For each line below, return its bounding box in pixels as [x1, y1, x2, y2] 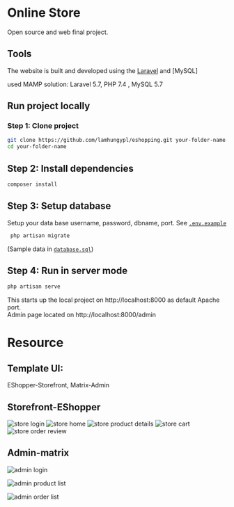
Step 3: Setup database [7, 200, 111, 212]
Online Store [7, 5, 81, 21]
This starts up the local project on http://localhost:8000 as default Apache [7, 296, 220, 304]
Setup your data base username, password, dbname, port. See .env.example [7, 218, 227, 227]
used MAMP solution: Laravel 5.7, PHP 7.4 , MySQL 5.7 [7, 80, 164, 88]
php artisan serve [7, 283, 61, 290]
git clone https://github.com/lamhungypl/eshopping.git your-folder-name [7, 137, 226, 144]
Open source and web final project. [7, 28, 109, 36]
